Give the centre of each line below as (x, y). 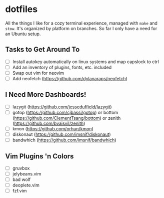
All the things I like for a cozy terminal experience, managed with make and (81, 23)
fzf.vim (19, 191)
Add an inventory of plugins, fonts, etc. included (62, 67)
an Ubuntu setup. (23, 34)
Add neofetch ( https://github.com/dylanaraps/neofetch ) (70, 78)
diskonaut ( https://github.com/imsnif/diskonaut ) (61, 134)
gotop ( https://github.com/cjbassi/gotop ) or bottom (65, 112)
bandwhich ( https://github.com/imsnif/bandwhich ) (64, 140)
